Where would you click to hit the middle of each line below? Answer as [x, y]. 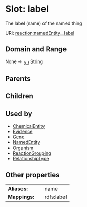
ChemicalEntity [29, 126]
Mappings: [21, 197]
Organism [23, 148]
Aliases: [18, 189]
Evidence [23, 132]
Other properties [32, 175]
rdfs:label [56, 197]
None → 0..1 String [24, 62]
